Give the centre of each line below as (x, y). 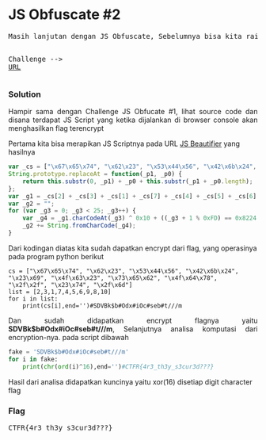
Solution (25, 94)
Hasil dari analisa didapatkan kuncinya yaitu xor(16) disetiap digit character (130, 381)
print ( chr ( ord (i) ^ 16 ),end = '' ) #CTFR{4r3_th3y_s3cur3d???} (118, 366)
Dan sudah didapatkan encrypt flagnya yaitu (133, 320)
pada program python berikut (56, 256)
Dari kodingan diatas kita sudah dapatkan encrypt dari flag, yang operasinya (133, 248)
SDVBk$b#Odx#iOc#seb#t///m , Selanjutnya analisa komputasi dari (133, 329)
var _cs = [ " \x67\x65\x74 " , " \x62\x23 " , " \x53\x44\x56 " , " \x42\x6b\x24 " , (133, 167)
